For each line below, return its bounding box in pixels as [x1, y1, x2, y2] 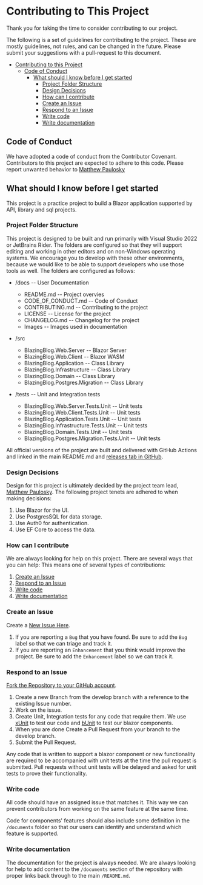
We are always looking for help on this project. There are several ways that [6, 555, 193, 562]
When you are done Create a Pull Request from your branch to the [15, 726, 181, 733]
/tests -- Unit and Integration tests [15, 390, 101, 398]
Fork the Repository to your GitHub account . [6, 682, 117, 689]
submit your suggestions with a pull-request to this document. [6, 49, 162, 56]
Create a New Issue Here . [6, 621, 71, 628]
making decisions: [6, 495, 52, 502]
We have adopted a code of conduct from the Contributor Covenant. [6, 153, 177, 160]
